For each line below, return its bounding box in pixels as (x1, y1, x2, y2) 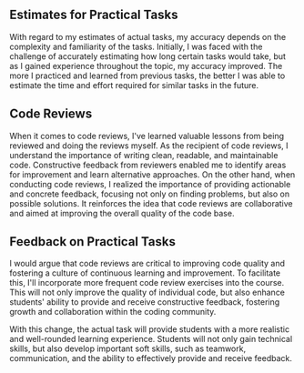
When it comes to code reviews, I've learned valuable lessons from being (9, 130, 285, 141)
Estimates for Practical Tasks (9, 7, 178, 23)
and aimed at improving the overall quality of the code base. (9, 207, 235, 218)
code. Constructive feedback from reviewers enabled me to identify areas (9, 159, 287, 170)
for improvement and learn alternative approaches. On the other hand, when (9, 168, 296, 180)
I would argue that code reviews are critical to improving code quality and (9, 258, 285, 269)
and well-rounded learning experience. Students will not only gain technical (9, 334, 293, 345)
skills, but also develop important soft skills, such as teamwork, (9, 343, 247, 354)
